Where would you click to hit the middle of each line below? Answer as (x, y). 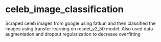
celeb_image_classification (64, 9)
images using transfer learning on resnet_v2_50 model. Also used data (79, 28)
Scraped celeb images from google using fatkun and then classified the (80, 23)
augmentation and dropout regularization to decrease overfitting (73, 34)
